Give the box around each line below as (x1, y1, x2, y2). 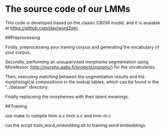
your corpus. (5, 49, 31, 55)
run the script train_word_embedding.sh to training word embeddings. (5, 122, 147, 128)
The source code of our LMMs (5, 3, 131, 15)
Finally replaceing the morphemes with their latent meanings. (5, 94, 129, 100)
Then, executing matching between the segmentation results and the (5, 73, 145, 79)
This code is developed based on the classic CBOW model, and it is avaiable (5, 20, 161, 26)
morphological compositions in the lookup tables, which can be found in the (5, 79, 159, 85)
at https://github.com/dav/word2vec (5, 25, 79, 31)
